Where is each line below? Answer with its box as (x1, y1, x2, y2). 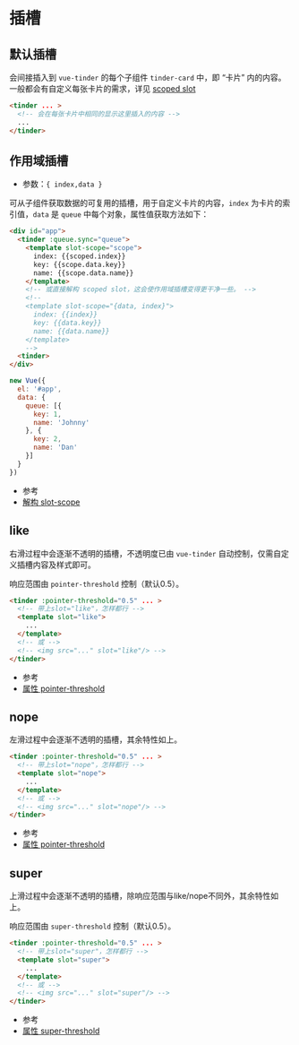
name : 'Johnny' (32, 418, 90, 427)
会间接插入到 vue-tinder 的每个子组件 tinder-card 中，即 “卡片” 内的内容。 (9, 73, 286, 82)
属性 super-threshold (21, 1025, 100, 1036)
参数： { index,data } (21, 178, 103, 189)
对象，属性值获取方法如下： (107, 209, 209, 220)
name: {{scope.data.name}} (32, 268, 134, 278)
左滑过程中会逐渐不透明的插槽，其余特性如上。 (9, 734, 182, 745)
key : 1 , (32, 410, 63, 419)
